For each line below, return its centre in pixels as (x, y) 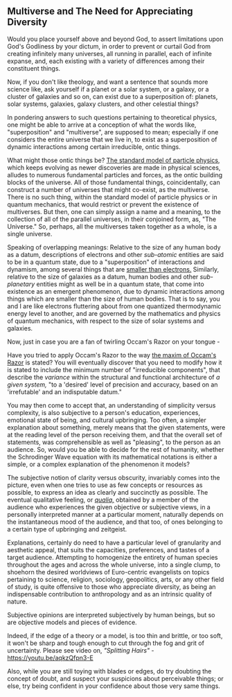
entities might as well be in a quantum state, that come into (120, 284)
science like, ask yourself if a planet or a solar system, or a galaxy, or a (108, 89)
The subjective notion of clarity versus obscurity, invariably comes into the (114, 477)
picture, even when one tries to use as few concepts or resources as (105, 485)
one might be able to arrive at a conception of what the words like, (102, 125)
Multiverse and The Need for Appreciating (100, 11)
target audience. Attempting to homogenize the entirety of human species (113, 557)
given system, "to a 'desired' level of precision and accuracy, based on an (113, 385)
